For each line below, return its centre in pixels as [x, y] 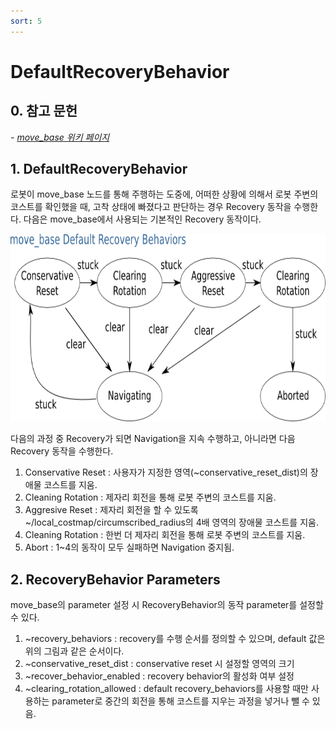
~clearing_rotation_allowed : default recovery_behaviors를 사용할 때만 [166, 689]
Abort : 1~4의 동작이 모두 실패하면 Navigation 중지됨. [129, 547]
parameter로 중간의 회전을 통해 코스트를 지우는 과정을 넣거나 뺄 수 [180, 701]
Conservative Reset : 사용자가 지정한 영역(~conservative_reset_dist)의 [166, 472]
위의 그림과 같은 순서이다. [74, 651]
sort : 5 [26, 21]
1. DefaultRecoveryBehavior [99, 169]
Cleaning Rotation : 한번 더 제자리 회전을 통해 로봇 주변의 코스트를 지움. [165, 535]
